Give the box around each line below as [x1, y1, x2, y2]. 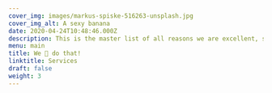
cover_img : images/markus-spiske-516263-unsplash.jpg [8, 11, 194, 20]
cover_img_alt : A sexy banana [8, 19, 111, 27]
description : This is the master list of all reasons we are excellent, [8, 34, 259, 43]
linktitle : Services [8, 57, 79, 66]
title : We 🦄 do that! [8, 49, 82, 57]
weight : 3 [8, 72, 42, 80]
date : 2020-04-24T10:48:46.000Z [8, 27, 117, 35]
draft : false [8, 65, 53, 73]
